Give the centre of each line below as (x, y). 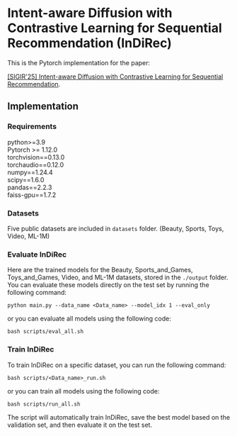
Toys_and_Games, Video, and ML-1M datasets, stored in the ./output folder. (118, 277)
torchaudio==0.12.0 (36, 164)
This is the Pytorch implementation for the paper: (79, 62)
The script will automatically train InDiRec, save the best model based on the (119, 417)
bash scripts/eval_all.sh (45, 332)
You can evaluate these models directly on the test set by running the (109, 285)
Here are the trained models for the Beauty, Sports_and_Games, (100, 270)
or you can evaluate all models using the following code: (89, 319)
